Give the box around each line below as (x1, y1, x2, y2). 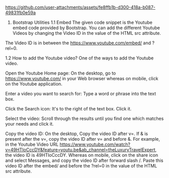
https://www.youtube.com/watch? (60, 141, 131, 147)
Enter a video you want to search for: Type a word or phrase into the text (5, 91, 156, 96)
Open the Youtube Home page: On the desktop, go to (5, 70, 116, 76)
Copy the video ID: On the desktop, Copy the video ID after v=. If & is (5, 131, 148, 137)
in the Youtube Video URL (5, 141, 59, 147)
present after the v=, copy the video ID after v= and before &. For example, (5, 136, 160, 142)
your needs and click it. (5, 121, 54, 127)
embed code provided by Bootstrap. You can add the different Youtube (12, 25, 160, 31)
